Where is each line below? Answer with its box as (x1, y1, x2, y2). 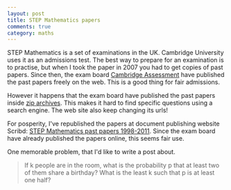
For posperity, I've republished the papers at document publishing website (7, 119, 220, 128)
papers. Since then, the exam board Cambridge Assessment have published (7, 71, 225, 79)
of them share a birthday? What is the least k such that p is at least (24, 169, 215, 177)
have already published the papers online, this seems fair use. (7, 135, 185, 143)
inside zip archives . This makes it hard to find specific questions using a (7, 98, 213, 107)
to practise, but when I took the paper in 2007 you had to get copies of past (7, 63, 223, 71)
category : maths (7, 29, 54, 37)
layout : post (7, 10, 45, 17)
